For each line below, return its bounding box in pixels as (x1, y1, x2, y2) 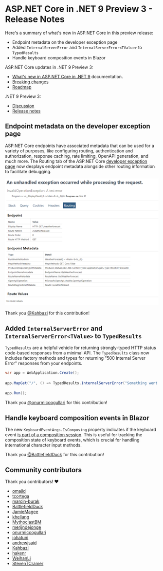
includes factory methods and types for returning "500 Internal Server (5, 355, 146, 361)
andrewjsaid (12, 539, 37, 546)
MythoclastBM (12, 519, 41, 525)
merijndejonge (12, 524, 41, 530)
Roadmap (12, 84, 32, 90)
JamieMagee (12, 509, 38, 515)
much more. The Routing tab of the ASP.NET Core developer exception (5, 158, 147, 164)
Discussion (12, 103, 35, 109)
